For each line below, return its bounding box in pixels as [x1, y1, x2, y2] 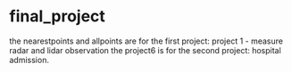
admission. [9, 54, 49, 65]
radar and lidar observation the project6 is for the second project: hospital [9, 44, 281, 55]
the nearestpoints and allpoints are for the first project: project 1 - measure [9, 36, 284, 46]
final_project [9, 6, 105, 27]
